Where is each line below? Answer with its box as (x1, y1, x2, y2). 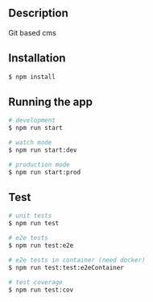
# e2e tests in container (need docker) (8, 256, 147, 264)
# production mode (8, 161, 70, 169)
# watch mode (8, 139, 52, 147)
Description (8, 6, 68, 20)
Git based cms (8, 27, 56, 37)
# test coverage (8, 278, 63, 286)
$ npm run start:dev (8, 145, 78, 154)
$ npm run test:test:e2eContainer (8, 263, 125, 271)
